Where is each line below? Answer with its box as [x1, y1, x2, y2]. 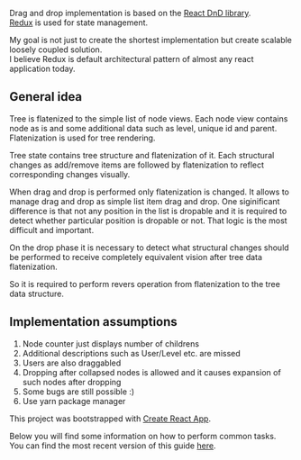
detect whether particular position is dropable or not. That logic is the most [9, 215, 287, 226]
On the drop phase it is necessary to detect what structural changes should [9, 242, 290, 253]
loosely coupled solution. [9, 44, 103, 55]
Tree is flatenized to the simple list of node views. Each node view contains [9, 113, 288, 124]
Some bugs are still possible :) [22, 386, 135, 397]
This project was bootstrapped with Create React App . [9, 413, 212, 424]
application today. [9, 63, 76, 74]
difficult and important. [9, 224, 95, 235]
